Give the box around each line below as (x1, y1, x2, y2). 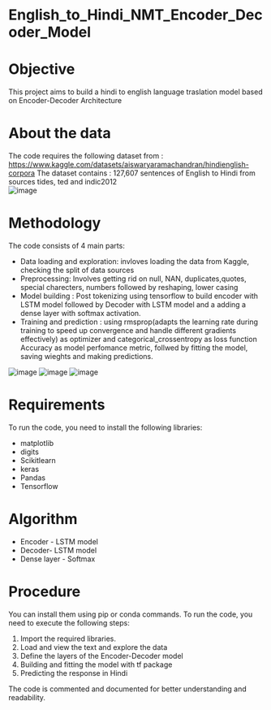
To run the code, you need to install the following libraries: (8, 422, 203, 432)
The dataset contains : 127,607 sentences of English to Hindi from (36, 168, 256, 178)
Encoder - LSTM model (19, 536, 99, 546)
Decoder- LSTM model (19, 545, 97, 555)
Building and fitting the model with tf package (19, 660, 173, 669)
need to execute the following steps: (8, 617, 130, 627)
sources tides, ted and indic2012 (8, 177, 118, 187)
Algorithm (8, 510, 78, 529)
